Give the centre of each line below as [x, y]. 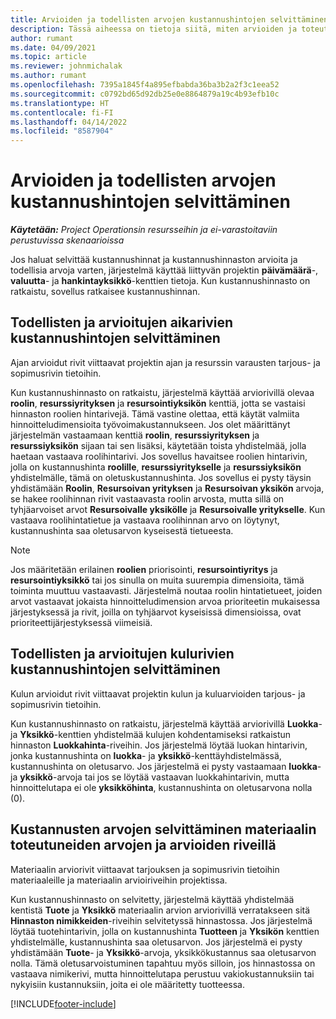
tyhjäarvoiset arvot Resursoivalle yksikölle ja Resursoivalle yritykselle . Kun [168, 509]
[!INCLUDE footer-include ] [63, 1003]
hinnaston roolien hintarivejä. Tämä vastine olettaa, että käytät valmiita [155, 413]
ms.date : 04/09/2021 [53, 47]
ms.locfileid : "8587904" [62, 131]
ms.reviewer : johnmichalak [66, 66]
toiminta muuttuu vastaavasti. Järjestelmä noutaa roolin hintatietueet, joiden [166, 590]
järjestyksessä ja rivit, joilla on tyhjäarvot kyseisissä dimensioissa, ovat [156, 612]
